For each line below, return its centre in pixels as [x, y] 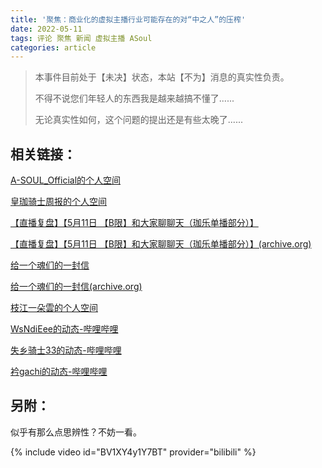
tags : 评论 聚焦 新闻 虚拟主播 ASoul [81, 38]
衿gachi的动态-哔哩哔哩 [59, 372]
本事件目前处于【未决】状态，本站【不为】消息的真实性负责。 [162, 77]
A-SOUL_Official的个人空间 [66, 180]
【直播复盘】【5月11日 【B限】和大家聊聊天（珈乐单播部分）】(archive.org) [161, 244]
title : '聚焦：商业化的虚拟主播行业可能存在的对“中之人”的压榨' [128, 19]
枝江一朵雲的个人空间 [54, 308]
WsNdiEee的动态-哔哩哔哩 [64, 329]
